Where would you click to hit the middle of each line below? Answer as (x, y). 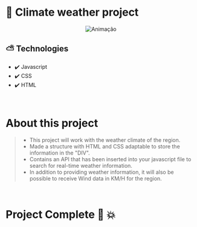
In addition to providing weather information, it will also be (102, 172)
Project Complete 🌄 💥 (61, 214)
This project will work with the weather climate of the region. (105, 140)
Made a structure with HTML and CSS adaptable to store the (105, 146)
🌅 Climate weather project (72, 12)
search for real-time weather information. (81, 165)
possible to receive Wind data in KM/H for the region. (96, 178)
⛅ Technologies (37, 49)
